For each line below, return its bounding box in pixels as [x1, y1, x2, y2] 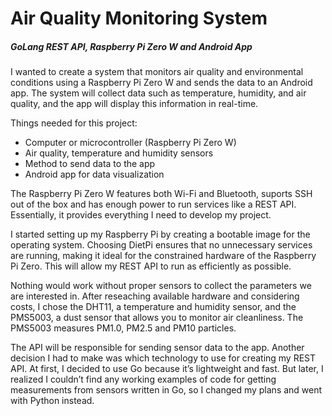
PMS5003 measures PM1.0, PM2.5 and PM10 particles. [10, 322, 237, 334]
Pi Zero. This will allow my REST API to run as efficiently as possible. [10, 260, 292, 272]
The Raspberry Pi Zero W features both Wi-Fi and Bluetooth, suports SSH [10, 188, 313, 200]
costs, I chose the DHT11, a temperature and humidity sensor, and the [10, 301, 297, 313]
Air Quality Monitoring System [10, 7, 268, 30]
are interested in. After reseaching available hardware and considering [10, 290, 300, 302]
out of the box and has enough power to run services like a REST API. [10, 198, 297, 211]
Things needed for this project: [10, 117, 138, 129]
